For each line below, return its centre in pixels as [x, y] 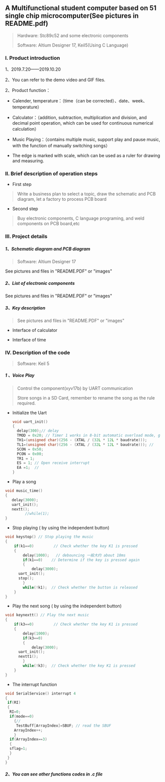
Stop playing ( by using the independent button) [61, 528]
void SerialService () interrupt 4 [41, 693]
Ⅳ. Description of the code [38, 353]
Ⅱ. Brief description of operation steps [51, 174]
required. [26, 403]
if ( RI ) [14, 703]
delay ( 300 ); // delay [38, 431]
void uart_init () [30, 422]
